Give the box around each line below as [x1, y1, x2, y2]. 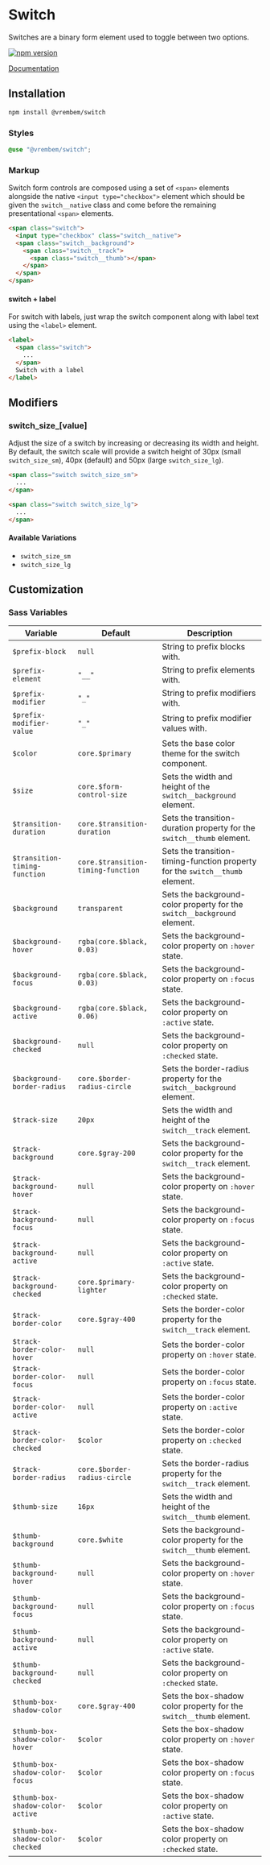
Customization [8, 582, 84, 597]
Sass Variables [8, 607, 68, 618]
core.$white [77, 1536, 124, 1544]
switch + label [8, 294, 56, 304]
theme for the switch [162, 748, 240, 759]
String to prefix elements [162, 665, 256, 676]
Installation [8, 87, 66, 101]
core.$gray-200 [77, 1149, 136, 1158]
